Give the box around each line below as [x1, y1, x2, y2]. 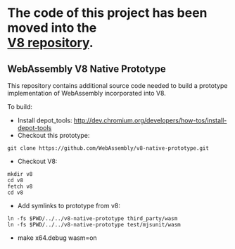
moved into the [7, 20, 97, 36]
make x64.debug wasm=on [17, 234, 97, 242]
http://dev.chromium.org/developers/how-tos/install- [73, 116, 227, 124]
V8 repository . [7, 35, 94, 51]
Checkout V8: [17, 157, 58, 165]
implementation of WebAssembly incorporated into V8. [7, 89, 167, 97]
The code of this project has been [7, 5, 208, 21]
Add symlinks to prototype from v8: [17, 202, 121, 210]
